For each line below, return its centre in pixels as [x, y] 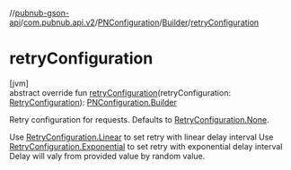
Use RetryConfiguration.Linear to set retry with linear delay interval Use [141, 137]
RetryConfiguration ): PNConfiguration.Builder [93, 102]
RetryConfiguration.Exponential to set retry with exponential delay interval [146, 146]
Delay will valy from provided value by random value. [107, 156]
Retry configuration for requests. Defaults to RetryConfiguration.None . [139, 119]
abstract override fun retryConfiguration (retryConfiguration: [120, 92]
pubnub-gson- [42, 13]
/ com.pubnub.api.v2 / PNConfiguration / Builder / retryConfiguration [140, 22]
